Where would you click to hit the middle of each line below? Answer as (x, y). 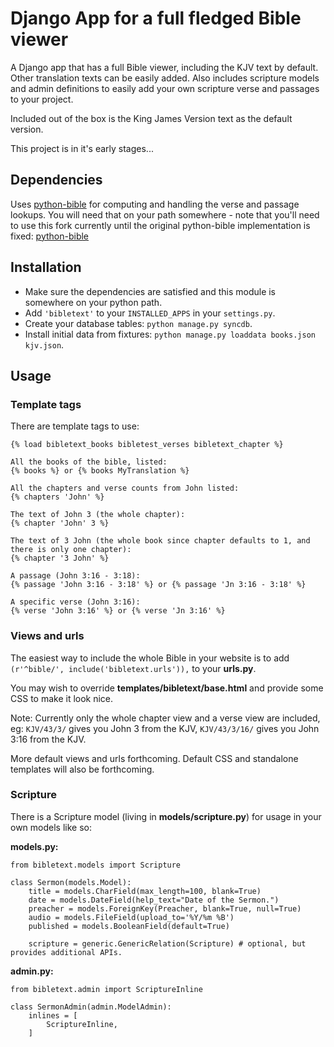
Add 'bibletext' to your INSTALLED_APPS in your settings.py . (150, 313)
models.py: (34, 846)
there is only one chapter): (71, 550)
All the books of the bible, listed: (89, 462)
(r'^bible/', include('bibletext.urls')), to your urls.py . (133, 668)
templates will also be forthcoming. (82, 769)
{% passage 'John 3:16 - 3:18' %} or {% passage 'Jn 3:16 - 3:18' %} (158, 585)
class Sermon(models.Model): (71, 882)
